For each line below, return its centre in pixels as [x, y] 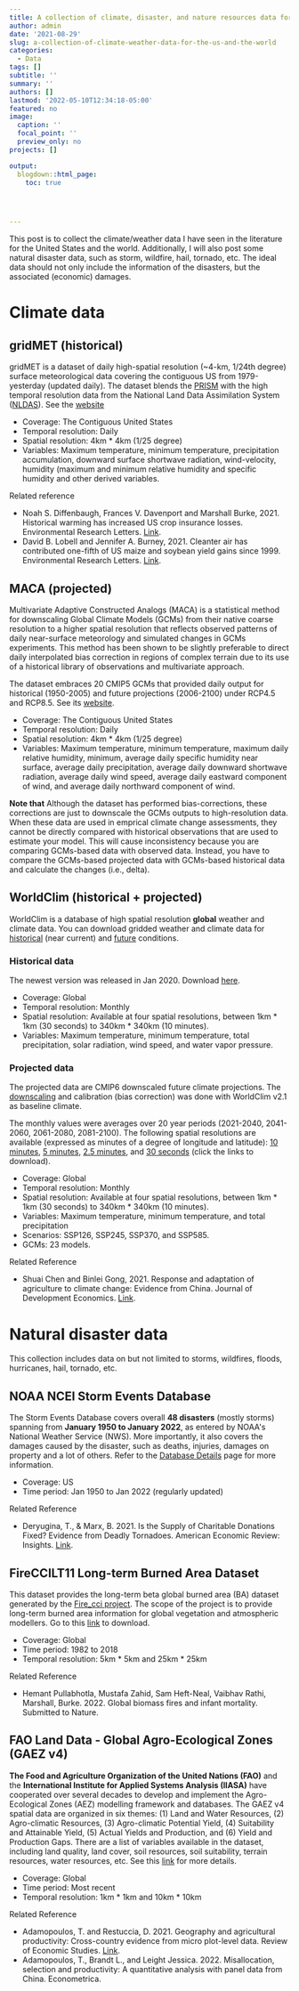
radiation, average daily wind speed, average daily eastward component [154, 777]
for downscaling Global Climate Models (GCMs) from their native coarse [141, 619]
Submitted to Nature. [61, 1712]
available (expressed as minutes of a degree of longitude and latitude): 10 [144, 1142]
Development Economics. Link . [79, 1298]
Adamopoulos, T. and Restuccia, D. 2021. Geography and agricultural [149, 1931]
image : [21, 117]
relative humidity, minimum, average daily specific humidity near [140, 758]
